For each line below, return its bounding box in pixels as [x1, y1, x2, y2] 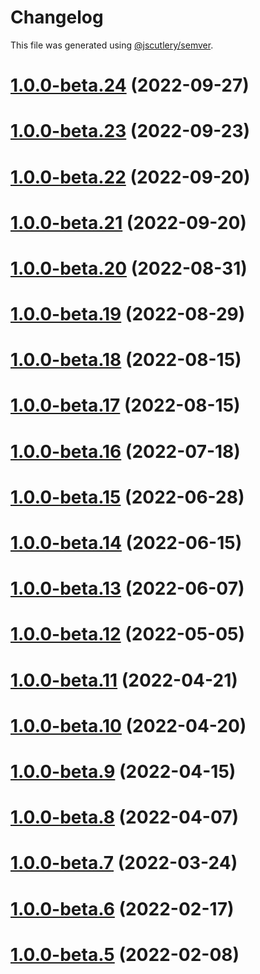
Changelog [10, 6, 104, 29]
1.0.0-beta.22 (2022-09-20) [10, 166, 251, 188]
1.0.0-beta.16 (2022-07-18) [10, 440, 241, 463]
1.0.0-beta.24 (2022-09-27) [10, 74, 250, 97]
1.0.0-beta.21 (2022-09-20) [10, 211, 247, 234]
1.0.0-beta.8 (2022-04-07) [10, 806, 240, 829]
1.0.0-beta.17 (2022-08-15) [10, 394, 241, 417]
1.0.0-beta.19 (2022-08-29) [10, 303, 246, 326]
